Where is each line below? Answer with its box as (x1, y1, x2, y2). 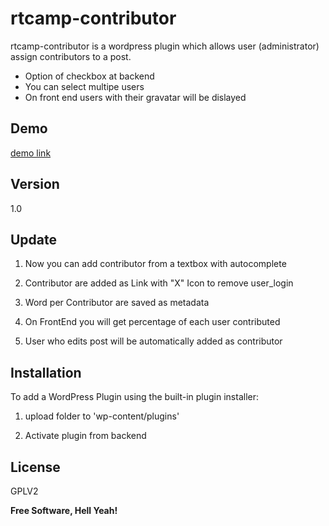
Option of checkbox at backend (24, 70, 155, 82)
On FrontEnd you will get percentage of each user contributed (24, 316, 281, 328)
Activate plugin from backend (24, 430, 147, 442)
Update (10, 231, 58, 248)
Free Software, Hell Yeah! (10, 505, 118, 516)
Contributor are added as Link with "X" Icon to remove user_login (24, 277, 294, 289)
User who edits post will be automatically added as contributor (24, 335, 283, 347)
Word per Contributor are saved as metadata (24, 297, 210, 309)
